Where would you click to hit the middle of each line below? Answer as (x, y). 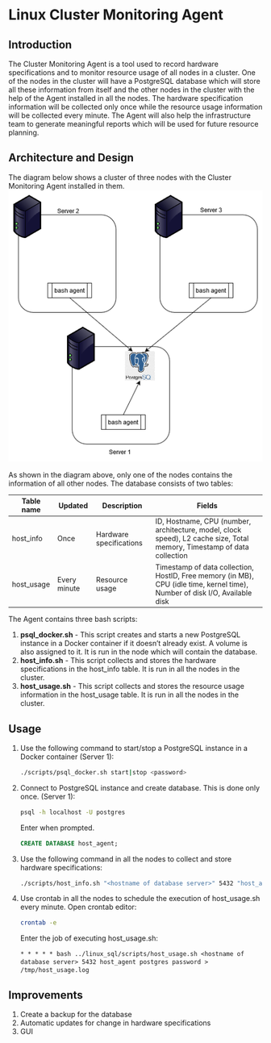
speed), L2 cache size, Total (202, 539)
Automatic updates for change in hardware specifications (115, 1023)
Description (122, 505)
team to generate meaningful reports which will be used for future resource (133, 124)
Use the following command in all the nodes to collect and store (126, 859)
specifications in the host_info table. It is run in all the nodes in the (130, 669)
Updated (73, 505)
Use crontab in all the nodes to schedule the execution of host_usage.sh (140, 899)
